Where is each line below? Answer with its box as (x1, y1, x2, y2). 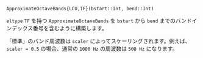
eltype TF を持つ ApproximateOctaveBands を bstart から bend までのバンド (6, 17, 192, 24)
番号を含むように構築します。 (32, 25, 108, 31)
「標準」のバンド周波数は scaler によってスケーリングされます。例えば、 (6, 37, 191, 45)
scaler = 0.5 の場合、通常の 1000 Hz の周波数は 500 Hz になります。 (6, 45, 178, 52)
